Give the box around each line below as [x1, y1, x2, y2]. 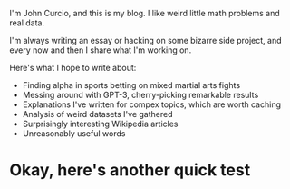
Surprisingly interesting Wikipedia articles [22, 118, 179, 129]
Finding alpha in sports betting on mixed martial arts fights [22, 80, 241, 90]
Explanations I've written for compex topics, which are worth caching [22, 99, 282, 110]
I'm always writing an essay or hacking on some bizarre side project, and [9, 35, 283, 45]
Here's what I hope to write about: [9, 63, 137, 73]
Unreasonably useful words [22, 128, 126, 139]
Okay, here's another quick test [9, 160, 251, 181]
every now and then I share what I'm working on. [9, 45, 192, 55]
